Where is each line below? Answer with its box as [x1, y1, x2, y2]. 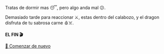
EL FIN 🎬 [5, 32, 23, 37]
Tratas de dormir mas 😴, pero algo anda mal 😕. [5, 5, 106, 10]
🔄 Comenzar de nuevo [5, 43, 51, 49]
